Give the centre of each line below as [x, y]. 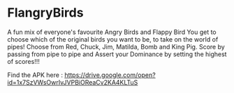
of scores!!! [23, 61]
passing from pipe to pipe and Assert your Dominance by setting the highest [117, 54]
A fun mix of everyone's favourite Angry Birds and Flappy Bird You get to [112, 32]
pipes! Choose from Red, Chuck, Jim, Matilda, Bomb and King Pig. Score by [116, 46]
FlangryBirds [45, 13]
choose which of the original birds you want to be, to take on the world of [113, 39]
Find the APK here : [35, 75]
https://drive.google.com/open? [110, 75]
